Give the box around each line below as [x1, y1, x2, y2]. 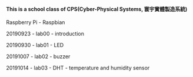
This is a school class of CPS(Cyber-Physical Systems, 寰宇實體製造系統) [6, 5, 188, 12]
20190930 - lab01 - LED [6, 42, 64, 49]
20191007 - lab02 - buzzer [6, 53, 71, 60]
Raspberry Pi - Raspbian [6, 19, 65, 26]
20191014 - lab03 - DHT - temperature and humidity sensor [6, 65, 150, 72]
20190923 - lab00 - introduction [6, 30, 84, 38]
